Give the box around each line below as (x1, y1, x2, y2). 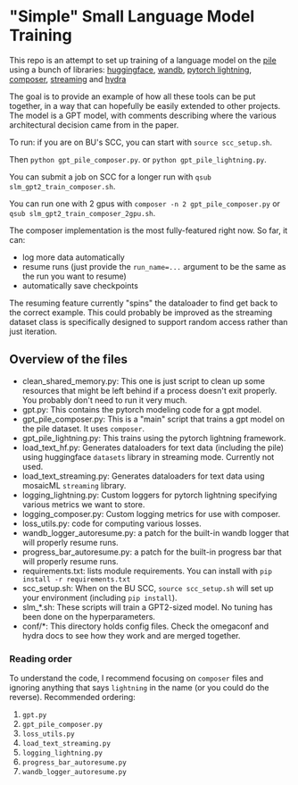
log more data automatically (21, 252, 125, 263)
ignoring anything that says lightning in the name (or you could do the (9, 682, 269, 693)
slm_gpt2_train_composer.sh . (9, 180, 116, 191)
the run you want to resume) (21, 271, 127, 281)
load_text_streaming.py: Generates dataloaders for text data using (21, 471, 265, 481)
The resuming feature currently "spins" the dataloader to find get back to (9, 297, 278, 308)
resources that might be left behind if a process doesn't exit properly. (21, 385, 277, 396)
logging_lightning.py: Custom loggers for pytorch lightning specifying (21, 489, 277, 500)
